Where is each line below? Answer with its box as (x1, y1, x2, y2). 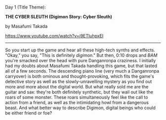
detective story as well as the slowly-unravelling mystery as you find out (5, 79, 152, 84)
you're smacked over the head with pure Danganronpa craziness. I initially (5, 58, 156, 63)
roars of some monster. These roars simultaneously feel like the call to (5, 94, 148, 100)
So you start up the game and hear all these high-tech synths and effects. (5, 47, 156, 53)
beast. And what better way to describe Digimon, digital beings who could (5, 105, 156, 111)
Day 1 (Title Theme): (5, 4, 46, 10)
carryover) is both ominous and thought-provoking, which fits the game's (5, 74, 154, 79)
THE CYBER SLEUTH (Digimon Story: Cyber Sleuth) (5, 14, 112, 19)
